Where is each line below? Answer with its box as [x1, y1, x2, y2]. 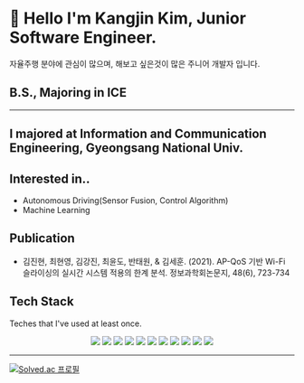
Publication [9, 230, 75, 247]
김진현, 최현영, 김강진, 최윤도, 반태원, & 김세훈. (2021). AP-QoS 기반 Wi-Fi [22, 256, 286, 266]
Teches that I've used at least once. [9, 318, 142, 329]
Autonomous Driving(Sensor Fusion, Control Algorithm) [22, 194, 229, 206]
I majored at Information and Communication [9, 126, 267, 142]
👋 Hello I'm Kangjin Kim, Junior [9, 8, 247, 29]
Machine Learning [22, 204, 90, 215]
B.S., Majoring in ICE [9, 85, 127, 100]
